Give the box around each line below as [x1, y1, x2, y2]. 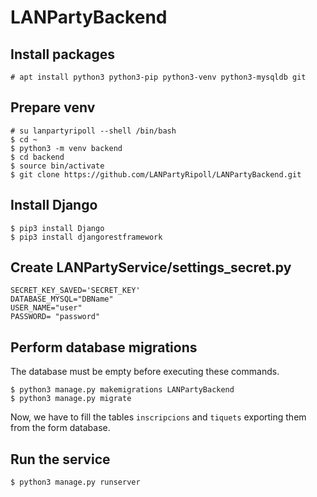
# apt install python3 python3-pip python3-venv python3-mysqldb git [10, 72, 307, 82]
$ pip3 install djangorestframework [10, 232, 163, 242]
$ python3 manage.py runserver [10, 477, 141, 488]
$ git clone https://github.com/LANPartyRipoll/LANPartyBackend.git [10, 169, 302, 180]
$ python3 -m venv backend [10, 143, 123, 153]
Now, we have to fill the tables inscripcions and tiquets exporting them [10, 411, 307, 423]
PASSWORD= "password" [10, 312, 101, 322]
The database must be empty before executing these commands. [10, 366, 280, 378]
